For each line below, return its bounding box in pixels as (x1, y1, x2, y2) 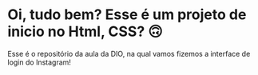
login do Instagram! (7, 57, 71, 67)
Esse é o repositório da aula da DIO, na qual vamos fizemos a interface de (7, 49, 251, 58)
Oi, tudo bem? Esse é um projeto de (7, 6, 247, 24)
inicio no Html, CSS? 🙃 (7, 22, 163, 41)
